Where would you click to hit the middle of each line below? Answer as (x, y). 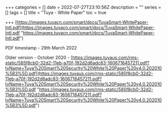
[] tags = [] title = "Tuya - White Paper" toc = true (56, 12)
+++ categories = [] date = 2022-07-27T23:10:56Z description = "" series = (83, 7)
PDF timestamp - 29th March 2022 (41, 48)
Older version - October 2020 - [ (39, 57)
